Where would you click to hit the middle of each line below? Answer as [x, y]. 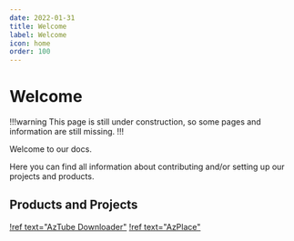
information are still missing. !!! [67, 132]
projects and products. [52, 176]
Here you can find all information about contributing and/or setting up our [147, 167]
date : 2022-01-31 [42, 18]
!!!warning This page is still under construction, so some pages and [135, 122]
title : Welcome [38, 26]
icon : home [30, 43]
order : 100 [30, 52]
